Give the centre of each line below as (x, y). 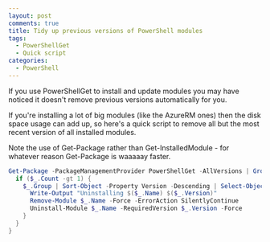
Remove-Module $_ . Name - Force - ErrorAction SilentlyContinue (134, 201)
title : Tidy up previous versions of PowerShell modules (106, 31)
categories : (28, 61)
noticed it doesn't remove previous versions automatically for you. (118, 99)
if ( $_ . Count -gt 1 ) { (53, 178)
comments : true (34, 23)
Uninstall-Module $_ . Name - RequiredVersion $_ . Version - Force (136, 209)
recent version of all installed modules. (72, 132)
